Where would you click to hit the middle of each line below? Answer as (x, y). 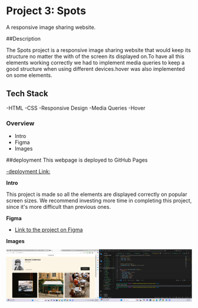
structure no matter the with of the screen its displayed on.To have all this (95, 56)
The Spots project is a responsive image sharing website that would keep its (99, 50)
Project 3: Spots (46, 11)
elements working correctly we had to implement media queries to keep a (95, 63)
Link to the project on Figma (49, 230)
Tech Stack (27, 94)
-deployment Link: (28, 172)
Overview (20, 123)
